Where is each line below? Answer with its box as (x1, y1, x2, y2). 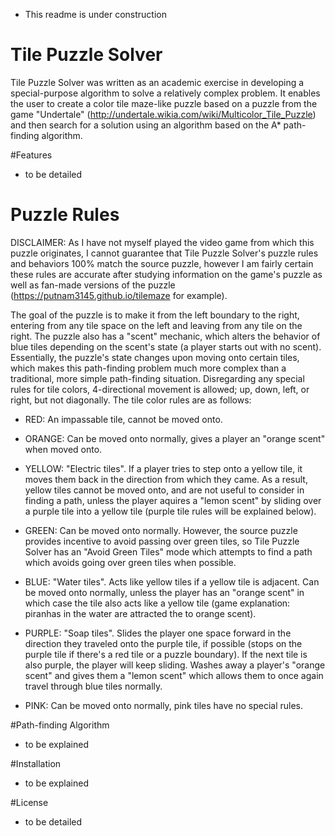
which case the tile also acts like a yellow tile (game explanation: (24, 597, 291, 609)
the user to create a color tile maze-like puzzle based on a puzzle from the (10, 97, 318, 109)
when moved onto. (24, 443, 103, 455)
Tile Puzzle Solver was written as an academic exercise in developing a (10, 76, 305, 88)
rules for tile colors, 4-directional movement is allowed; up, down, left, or (10, 383, 310, 395)
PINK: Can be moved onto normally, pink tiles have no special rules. (24, 699, 304, 711)
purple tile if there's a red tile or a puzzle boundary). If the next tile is (24, 648, 308, 660)
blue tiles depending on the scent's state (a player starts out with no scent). (10, 340, 322, 353)
